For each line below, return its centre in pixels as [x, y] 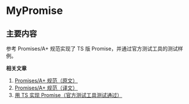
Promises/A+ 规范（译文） [46, 88]
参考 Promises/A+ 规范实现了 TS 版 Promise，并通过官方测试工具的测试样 [94, 49]
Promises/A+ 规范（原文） [46, 80]
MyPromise [35, 11]
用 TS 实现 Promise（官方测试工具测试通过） [68, 95]
